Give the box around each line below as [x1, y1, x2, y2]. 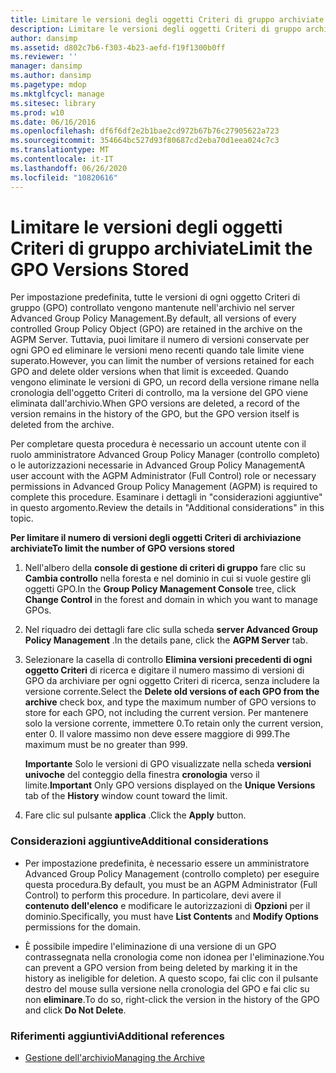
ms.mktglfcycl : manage [10, 89, 105, 99]
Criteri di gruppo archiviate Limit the [10, 237, 313, 260]
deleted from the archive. [10, 419, 115, 431]
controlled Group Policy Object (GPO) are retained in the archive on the [10, 323, 303, 335]
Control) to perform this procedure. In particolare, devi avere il [24, 889, 282, 901]
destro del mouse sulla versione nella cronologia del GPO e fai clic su [24, 982, 310, 995]
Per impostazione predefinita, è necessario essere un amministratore [24, 857, 310, 869]
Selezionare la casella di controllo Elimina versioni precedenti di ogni [24, 654, 313, 666]
